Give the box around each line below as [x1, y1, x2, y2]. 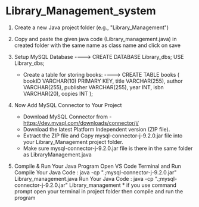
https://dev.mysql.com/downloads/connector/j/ [23, 119, 139, 126]
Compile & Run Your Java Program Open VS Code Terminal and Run [14, 162, 181, 170]
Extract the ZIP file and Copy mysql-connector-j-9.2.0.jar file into [23, 132, 183, 139]
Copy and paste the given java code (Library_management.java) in [14, 35, 177, 42]
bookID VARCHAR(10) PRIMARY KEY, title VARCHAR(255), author [23, 77, 183, 84]
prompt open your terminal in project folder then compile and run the [14, 187, 184, 195]
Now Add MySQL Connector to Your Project [14, 101, 122, 108]
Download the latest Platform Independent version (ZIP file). [23, 126, 170, 133]
